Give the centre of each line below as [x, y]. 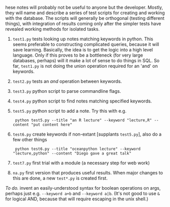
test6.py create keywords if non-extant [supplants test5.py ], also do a [87, 134]
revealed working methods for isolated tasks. [53, 29]
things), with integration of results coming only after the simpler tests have [83, 23]
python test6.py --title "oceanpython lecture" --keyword [78, 149]
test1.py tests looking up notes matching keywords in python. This [83, 39]
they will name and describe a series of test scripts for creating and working [85, 13]
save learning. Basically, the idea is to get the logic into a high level [83, 50]
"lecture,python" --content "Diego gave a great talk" [72, 153]
